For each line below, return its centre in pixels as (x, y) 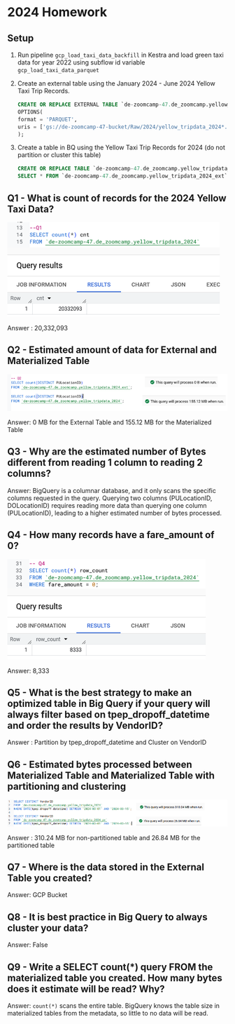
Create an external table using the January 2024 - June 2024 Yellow (116, 83)
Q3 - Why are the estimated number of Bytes (107, 452)
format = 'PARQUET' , (47, 119)
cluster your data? (48, 928)
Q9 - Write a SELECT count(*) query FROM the (110, 967)
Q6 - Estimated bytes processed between (100, 764)
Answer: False (28, 945)
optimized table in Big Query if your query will (109, 703)
